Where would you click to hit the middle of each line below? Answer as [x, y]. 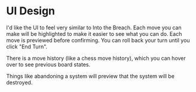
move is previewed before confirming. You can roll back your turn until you [98, 40]
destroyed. [19, 82]
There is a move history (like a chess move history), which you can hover [96, 58]
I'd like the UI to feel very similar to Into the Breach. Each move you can [94, 27]
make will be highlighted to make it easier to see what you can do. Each [94, 33]
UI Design [31, 11]
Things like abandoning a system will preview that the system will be [91, 76]
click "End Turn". [27, 47]
